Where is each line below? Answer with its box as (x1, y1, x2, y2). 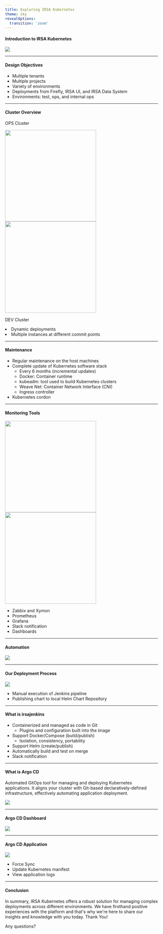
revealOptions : (5, 16, 36, 21)
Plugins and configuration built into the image (19, 727, 111, 733)
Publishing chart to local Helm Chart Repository (12, 696, 107, 701)
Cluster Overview (5, 109, 41, 115)
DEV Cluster (5, 316, 30, 322)
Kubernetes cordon (12, 394, 51, 400)
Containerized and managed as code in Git (12, 722, 98, 728)
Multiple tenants (12, 73, 45, 78)
